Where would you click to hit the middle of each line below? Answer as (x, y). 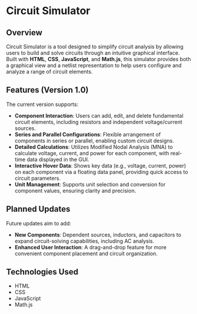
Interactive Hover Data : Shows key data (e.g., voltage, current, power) (100, 165)
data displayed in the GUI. (58, 159)
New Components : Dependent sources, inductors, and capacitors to (98, 235)
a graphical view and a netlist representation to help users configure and (94, 65)
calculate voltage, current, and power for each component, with (92, 153)
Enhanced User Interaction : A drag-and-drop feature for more (90, 247)
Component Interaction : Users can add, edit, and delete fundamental (99, 115)
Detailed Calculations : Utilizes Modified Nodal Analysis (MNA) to (94, 147)
